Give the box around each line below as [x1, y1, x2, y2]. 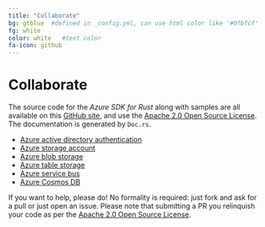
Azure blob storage [19, 152, 84, 161]
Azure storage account [19, 143, 96, 153]
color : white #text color [8, 34, 102, 42]
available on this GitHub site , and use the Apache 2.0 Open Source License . [8, 111, 257, 121]
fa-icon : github [8, 42, 62, 50]
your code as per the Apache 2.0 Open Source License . [8, 209, 192, 220]
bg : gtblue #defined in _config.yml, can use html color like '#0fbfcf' [8, 19, 259, 27]
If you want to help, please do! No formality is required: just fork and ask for [8, 193, 257, 202]
